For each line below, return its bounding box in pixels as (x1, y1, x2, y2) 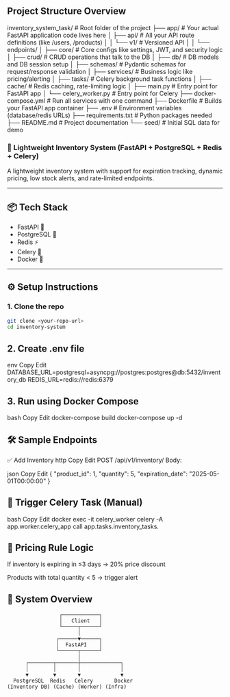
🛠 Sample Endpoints (7, 435, 98, 446)
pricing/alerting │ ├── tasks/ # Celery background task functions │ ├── (7, 75, 212, 83)
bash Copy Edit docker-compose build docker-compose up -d (7, 413, 183, 421)
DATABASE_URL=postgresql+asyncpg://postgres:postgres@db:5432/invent (7, 368, 221, 376)
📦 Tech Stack (7, 201, 68, 213)
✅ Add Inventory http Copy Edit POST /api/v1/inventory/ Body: (7, 456, 183, 464)
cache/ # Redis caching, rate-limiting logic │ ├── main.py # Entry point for (7, 82, 218, 90)
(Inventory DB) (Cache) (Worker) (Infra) (7, 683, 127, 691)
